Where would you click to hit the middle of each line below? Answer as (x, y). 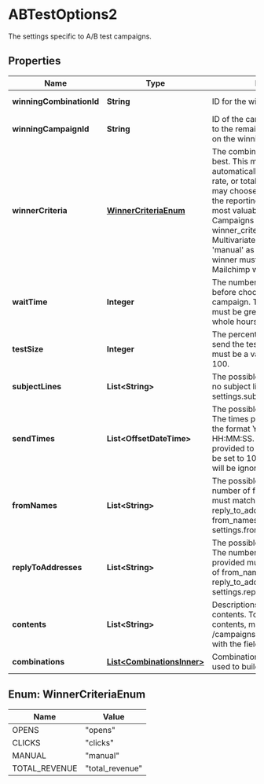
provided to (233, 448)
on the (224, 138)
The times (230, 418)
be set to (228, 458)
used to (225, 666)
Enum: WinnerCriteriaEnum (77, 695)
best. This (230, 161)
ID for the (229, 101)
